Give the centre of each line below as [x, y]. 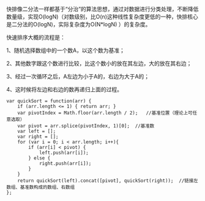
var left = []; [37, 131]
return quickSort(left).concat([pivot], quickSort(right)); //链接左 [108, 181]
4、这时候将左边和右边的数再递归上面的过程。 [65, 89]
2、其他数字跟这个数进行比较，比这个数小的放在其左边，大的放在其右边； [99, 63]
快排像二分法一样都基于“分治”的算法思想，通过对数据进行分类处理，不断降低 [102, 9]
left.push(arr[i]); [64, 153]
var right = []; [38, 137]
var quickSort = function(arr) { [49, 101]
